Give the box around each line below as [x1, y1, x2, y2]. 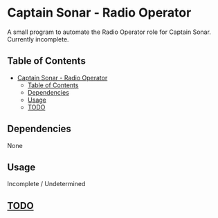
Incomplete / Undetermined [7, 180, 86, 188]
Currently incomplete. [7, 35, 69, 43]
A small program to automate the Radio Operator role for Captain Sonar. [7, 28, 211, 36]
